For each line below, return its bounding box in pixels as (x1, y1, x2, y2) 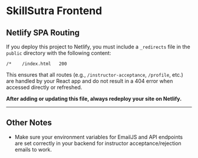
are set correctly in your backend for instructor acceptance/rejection (14, 140, 181, 147)
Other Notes (6, 118, 52, 128)
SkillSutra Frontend (6, 4, 103, 18)
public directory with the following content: (6, 50, 111, 57)
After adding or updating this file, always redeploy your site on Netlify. (6, 96, 182, 102)
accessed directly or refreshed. (6, 84, 82, 91)
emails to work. (14, 146, 52, 153)
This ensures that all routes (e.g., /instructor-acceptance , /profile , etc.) (6, 71, 184, 78)
